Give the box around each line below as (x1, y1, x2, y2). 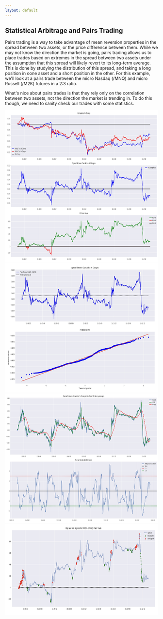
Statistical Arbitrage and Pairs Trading (5, 27, 123, 35)
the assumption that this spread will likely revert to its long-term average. (5, 60, 151, 66)
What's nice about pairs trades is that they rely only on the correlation (5, 90, 145, 96)
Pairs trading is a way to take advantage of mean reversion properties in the (5, 39, 157, 45)
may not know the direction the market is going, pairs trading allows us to (5, 50, 152, 56)
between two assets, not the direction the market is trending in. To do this (5, 95, 152, 101)
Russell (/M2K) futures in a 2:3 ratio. (5, 81, 78, 87)
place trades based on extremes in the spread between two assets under (5, 55, 151, 61)
